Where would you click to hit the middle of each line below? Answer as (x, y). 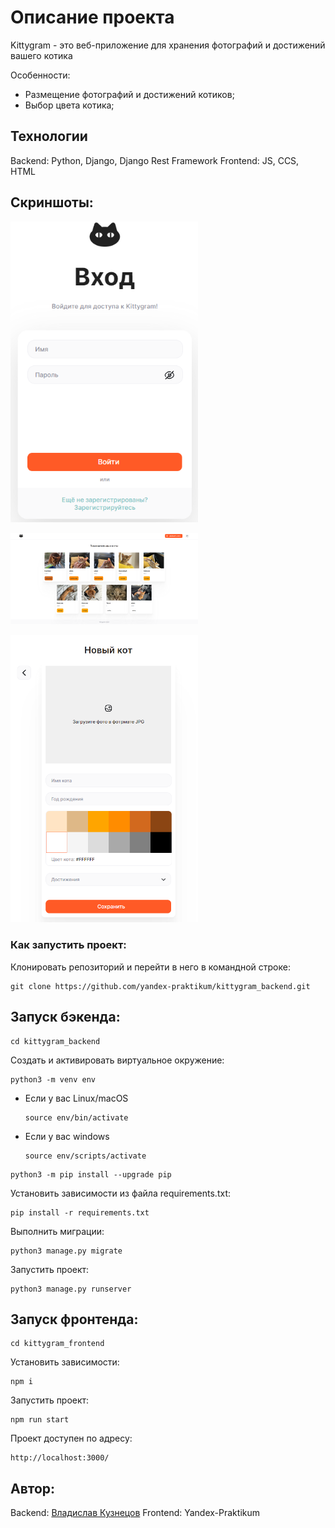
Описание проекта (92, 17)
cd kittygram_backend (55, 1041)
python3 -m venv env (53, 1079)
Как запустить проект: (68, 945)
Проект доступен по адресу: (71, 1438)
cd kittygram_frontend (57, 1344)
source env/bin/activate (76, 1117)
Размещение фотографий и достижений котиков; (129, 94)
